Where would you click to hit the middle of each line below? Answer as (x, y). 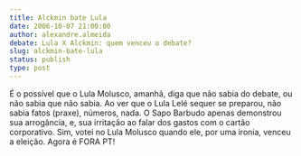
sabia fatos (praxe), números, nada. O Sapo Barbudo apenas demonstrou (146, 113)
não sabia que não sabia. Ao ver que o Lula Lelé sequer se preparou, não (146, 103)
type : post (30, 69)
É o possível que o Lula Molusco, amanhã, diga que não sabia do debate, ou (151, 93)
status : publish (40, 60)
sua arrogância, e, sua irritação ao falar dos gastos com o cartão (130, 122)
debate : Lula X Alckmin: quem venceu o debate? (101, 43)
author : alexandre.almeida (60, 34)
